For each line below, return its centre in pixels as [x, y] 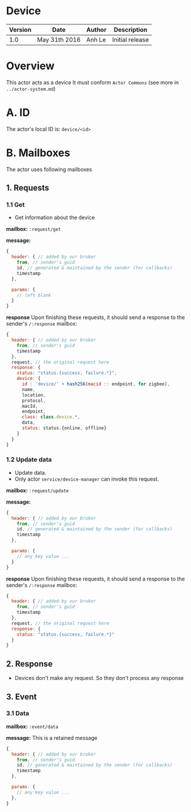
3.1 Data [18, 713]
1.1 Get [15, 205]
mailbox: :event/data [32, 726]
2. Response [29, 664]
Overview [30, 66]
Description [131, 30]
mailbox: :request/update [37, 490]
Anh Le [96, 40]
